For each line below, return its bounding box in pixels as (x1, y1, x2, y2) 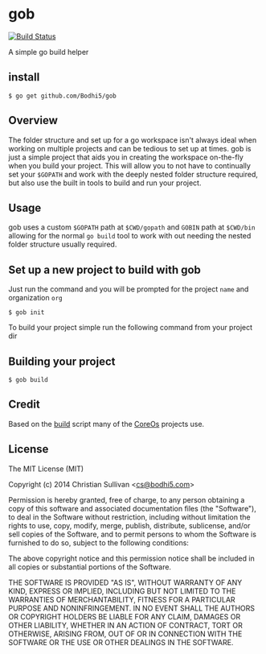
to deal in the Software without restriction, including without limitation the (8, 512, 251, 522)
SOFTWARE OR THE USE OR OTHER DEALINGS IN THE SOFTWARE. (8, 637, 234, 647)
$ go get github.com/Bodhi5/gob (8, 92, 117, 100)
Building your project (8, 354, 116, 368)
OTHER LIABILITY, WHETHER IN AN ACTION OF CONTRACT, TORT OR (8, 620, 243, 630)
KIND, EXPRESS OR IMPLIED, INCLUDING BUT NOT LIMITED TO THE (8, 586, 236, 596)
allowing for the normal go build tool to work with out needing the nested (8, 231, 252, 241)
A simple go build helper (8, 47, 89, 56)
